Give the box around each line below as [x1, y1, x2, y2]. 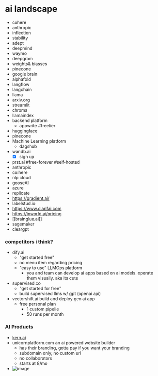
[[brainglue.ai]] [12, 216, 42, 222]
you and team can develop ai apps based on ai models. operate [26, 270, 154, 276]
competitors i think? [5, 238, 53, 245]
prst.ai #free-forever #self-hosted [12, 159, 80, 165]
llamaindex [12, 112, 34, 118]
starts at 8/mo [19, 360, 47, 366]
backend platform [12, 118, 47, 123]
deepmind [12, 45, 32, 51]
